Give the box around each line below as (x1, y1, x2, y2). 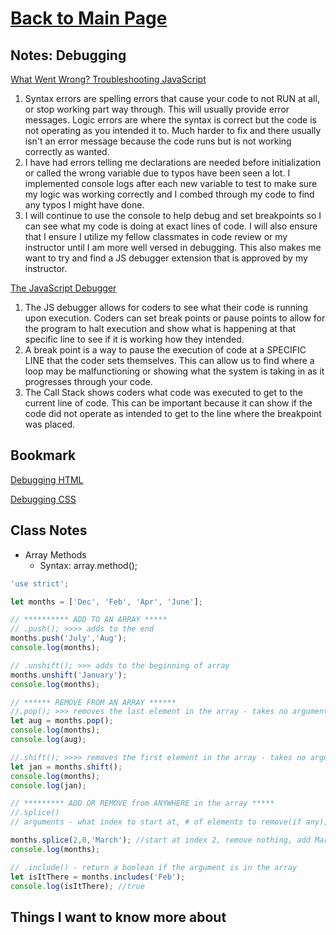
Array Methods (24, 548, 87, 561)
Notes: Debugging (10, 47, 127, 64)
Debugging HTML (10, 473, 84, 486)
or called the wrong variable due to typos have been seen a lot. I (24, 167, 291, 179)
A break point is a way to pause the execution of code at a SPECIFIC (24, 344, 307, 356)
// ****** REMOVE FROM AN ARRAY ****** (10, 697, 177, 707)
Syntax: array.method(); (39, 559, 138, 571)
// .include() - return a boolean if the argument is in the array (10, 862, 298, 872)
